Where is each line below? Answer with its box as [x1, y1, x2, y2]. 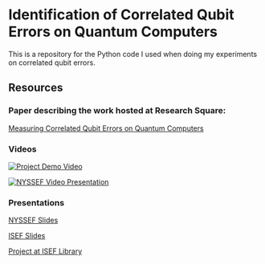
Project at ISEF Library [8, 246, 83, 256]
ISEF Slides [8, 231, 46, 241]
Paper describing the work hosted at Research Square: [8, 105, 226, 116]
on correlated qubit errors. [8, 58, 96, 67]
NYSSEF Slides [8, 215, 59, 225]
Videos [8, 143, 37, 154]
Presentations [8, 197, 65, 208]
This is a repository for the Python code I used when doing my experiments [8, 49, 258, 59]
